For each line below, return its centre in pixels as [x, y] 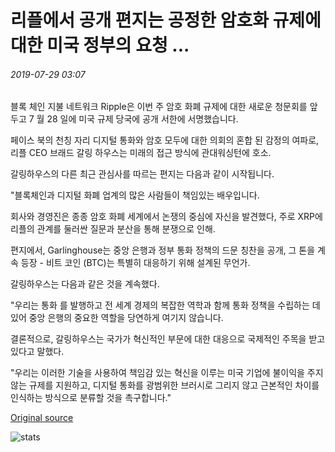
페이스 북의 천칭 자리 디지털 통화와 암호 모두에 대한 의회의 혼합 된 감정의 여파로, [165, 140]
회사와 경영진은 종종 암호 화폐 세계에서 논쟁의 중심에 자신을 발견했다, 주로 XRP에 [166, 217]
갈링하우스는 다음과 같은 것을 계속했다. [85, 284]
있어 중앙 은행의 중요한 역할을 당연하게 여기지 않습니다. [117, 318]
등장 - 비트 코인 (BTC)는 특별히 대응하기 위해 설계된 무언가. [135, 263]
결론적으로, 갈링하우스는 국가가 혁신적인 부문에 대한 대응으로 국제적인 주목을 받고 [168, 339]
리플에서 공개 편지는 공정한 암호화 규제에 [166, 20]
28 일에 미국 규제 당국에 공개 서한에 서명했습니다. [142, 119]
